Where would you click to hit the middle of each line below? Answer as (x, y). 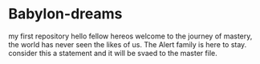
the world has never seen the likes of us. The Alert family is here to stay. (128, 44)
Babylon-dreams (65, 14)
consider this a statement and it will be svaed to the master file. (113, 53)
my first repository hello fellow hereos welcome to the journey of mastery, (130, 36)
